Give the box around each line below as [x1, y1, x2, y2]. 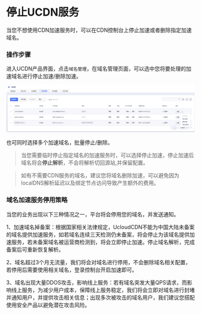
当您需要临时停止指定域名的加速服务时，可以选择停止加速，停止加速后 [20, 152, 194, 159]
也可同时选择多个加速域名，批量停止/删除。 [6, 139, 114, 146]
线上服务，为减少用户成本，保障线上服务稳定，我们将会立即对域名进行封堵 [11, 286, 195, 294]
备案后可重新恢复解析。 [6, 246, 64, 253]
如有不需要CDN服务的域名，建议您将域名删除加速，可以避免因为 [20, 172, 179, 179]
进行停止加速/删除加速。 [22, 73, 82, 80]
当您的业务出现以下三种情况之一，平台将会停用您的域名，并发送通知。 [6, 210, 179, 218]
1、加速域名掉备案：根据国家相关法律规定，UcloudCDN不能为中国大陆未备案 [6, 223, 195, 231]
